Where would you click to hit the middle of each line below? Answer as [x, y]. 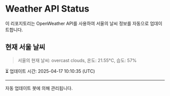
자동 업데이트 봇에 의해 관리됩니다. [39, 88]
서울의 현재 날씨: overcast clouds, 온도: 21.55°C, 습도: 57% [77, 60]
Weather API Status [47, 9]
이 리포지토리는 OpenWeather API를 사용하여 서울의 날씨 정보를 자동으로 [77, 23]
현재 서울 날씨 [25, 47]
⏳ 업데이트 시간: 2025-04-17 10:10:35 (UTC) [50, 71]
